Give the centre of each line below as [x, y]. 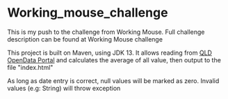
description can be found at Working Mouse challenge [85, 39]
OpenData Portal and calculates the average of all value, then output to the [114, 60]
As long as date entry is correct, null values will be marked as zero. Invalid [113, 80]
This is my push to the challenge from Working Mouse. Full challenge [106, 32]
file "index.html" [30, 67]
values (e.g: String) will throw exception [64, 88]
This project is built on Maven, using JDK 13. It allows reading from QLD [109, 53]
